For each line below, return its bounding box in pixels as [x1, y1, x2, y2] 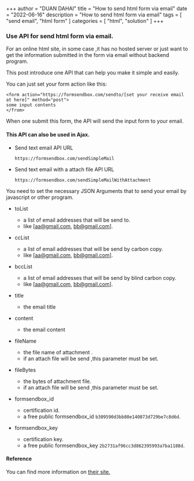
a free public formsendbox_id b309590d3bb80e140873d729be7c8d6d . [23, 413, 181, 420]
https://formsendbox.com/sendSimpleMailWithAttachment [14, 177, 151, 183]
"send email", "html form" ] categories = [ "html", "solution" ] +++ [6, 18, 164, 24]
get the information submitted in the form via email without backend [6, 52, 169, 59]
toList [14, 205, 28, 212]
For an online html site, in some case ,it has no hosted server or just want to [6, 45, 188, 52]
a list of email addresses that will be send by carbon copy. [23, 245, 164, 252]
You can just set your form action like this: [6, 80, 107, 87]
